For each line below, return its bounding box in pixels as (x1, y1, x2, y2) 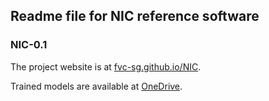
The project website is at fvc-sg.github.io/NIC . (10, 60, 202, 73)
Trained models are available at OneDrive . (10, 80, 183, 92)
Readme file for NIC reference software (10, 8, 260, 25)
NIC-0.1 (10, 38, 48, 52)
